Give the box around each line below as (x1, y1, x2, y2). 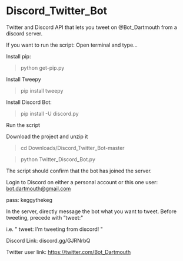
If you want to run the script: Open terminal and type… (6, 41, 138, 48)
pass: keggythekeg (6, 196, 53, 203)
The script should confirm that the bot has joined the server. (6, 167, 152, 174)
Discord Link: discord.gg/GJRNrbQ (6, 237, 91, 244)
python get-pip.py (20, 64, 65, 71)
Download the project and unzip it (6, 133, 88, 140)
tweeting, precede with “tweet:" (6, 214, 84, 221)
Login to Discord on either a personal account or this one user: (6, 178, 158, 185)
